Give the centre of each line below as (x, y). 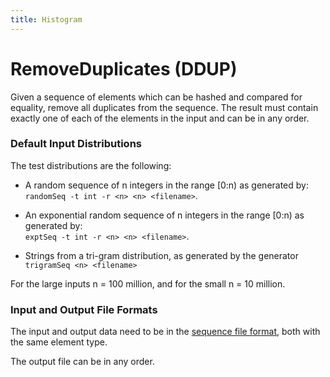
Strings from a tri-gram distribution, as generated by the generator (161, 255)
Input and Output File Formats (84, 309)
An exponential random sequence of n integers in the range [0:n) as (164, 215)
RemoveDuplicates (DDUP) (124, 68)
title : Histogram (46, 19)
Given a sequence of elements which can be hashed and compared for (156, 97)
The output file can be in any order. (82, 362)
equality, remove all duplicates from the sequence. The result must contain (164, 107)
